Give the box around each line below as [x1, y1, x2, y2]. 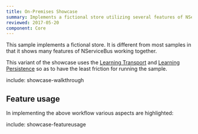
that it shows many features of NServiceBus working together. [6, 48, 157, 55]
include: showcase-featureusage [6, 121, 87, 128]
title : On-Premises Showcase [6, 8, 78, 15]
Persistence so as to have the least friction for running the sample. [6, 66, 168, 73]
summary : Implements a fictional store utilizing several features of [6, 14, 183, 20]
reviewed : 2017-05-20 [6, 19, 60, 25]
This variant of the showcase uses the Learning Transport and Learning [6, 59, 180, 66]
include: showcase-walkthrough [6, 77, 84, 84]
